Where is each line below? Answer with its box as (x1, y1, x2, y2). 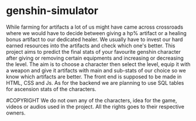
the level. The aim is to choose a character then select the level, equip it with (6, 60, 191, 68)
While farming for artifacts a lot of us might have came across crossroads (6, 23, 183, 30)
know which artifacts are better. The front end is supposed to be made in (6, 73, 182, 80)
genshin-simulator (6, 4, 98, 18)
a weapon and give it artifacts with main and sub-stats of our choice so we (6, 67, 186, 74)
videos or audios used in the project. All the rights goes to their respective (6, 103, 184, 110)
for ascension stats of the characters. (6, 85, 97, 92)
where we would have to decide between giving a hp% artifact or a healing (6, 29, 187, 36)
